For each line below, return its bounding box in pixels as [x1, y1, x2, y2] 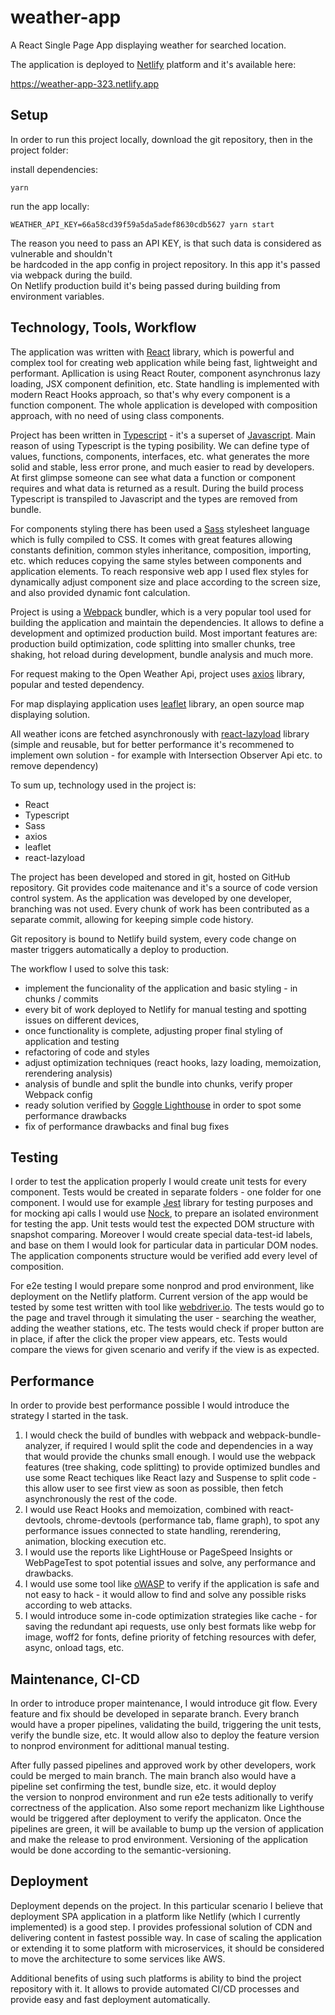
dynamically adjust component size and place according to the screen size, [10, 576, 322, 588]
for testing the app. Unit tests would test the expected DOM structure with [10, 1218, 315, 1230]
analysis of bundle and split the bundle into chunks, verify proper [24, 1077, 293, 1090]
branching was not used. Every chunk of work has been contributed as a [10, 902, 310, 915]
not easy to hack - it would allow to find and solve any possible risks [24, 1589, 307, 1601]
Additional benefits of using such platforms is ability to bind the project [10, 1972, 302, 1984]
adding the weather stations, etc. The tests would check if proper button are [10, 1322, 325, 1335]
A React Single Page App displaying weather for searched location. [10, 39, 287, 51]
